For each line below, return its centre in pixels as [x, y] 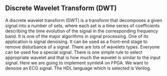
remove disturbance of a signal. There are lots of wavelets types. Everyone [82, 46]
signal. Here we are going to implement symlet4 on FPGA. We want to [77, 62]
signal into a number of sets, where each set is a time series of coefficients [82, 25]
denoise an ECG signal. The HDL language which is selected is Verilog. [78, 68]
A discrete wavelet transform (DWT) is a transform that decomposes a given [84, 20]
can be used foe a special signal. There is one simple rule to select [74, 52]
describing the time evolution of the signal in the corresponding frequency [82, 31]
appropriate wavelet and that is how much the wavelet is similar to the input [83, 57]
